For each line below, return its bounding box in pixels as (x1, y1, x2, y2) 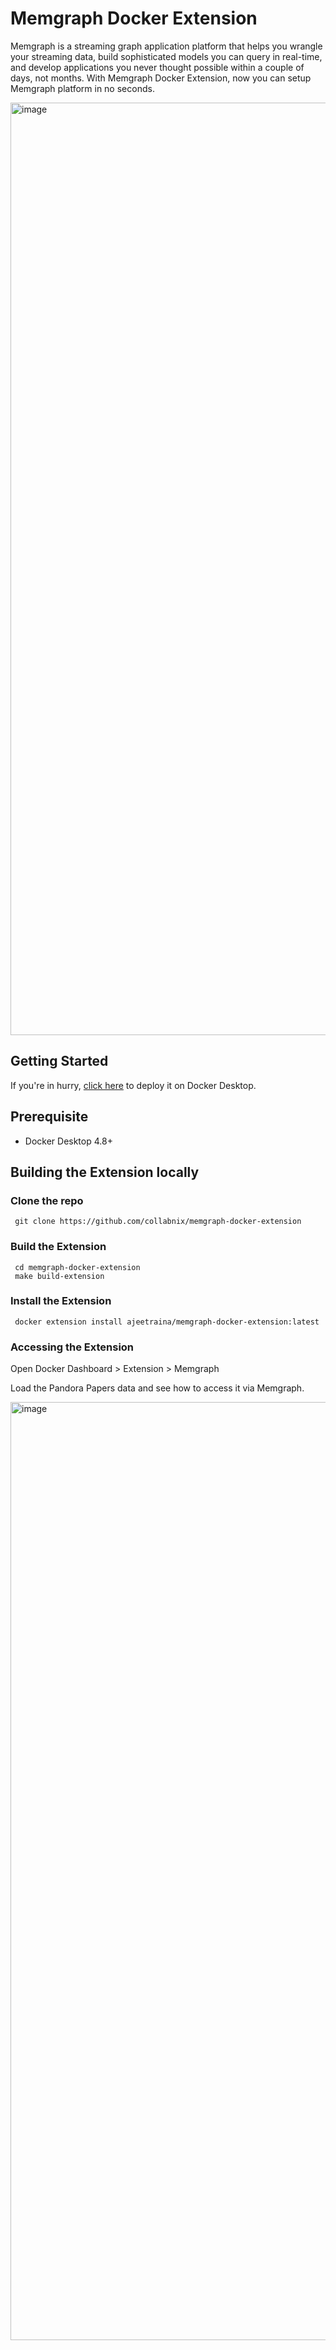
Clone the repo (10, 1193, 84, 1207)
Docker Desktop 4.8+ (24, 1135, 113, 1147)
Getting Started (10, 1053, 109, 1070)
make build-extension (14, 1271, 105, 1281)
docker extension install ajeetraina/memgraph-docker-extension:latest (14, 1317, 320, 1327)
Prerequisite (10, 1108, 89, 1126)
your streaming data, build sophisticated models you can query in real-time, (10, 50, 323, 62)
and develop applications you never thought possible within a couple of (10, 61, 305, 73)
